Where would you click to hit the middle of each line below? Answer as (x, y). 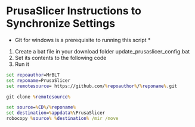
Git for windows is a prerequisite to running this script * (83, 40)
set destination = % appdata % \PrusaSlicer (56, 113)
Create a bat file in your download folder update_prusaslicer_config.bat (102, 51)
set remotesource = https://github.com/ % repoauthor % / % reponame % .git (92, 86)
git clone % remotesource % (38, 97)
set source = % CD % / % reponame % (41, 107)
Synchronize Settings (61, 23)
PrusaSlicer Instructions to (74, 11)
